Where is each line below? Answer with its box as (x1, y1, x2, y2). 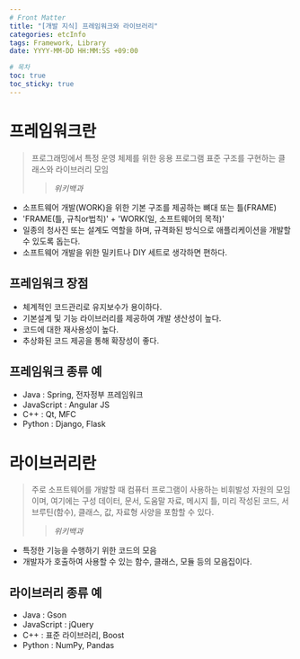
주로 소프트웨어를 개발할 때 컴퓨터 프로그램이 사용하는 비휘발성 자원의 (31, 485, 274, 495)
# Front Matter (9, 13, 66, 22)
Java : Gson (22, 610, 67, 620)
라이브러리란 (9, 453, 97, 473)
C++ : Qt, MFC (22, 409, 76, 420)
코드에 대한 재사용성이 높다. (22, 324, 119, 334)
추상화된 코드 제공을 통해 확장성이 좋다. (22, 334, 160, 346)
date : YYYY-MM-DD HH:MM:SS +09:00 (9, 47, 139, 56)
